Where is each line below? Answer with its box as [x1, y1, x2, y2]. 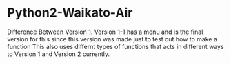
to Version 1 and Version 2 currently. [7, 50, 110, 58]
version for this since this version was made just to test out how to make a [7, 35, 218, 43]
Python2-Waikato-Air [7, 5, 133, 21]
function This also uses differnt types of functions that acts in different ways [7, 42, 224, 50]
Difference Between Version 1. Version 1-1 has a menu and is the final [7, 28, 203, 36]
